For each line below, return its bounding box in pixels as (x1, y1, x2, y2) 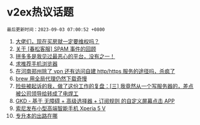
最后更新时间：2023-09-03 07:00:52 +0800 (7, 26, 105, 33)
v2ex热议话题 (7, 5, 74, 19)
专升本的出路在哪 (15, 112, 58, 119)
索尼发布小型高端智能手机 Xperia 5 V (15, 105, 106, 112)
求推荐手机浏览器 (15, 60, 58, 67)
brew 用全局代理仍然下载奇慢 (15, 75, 87, 82)
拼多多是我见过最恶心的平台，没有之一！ (15, 52, 115, 60)
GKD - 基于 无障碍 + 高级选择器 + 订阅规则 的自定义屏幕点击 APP (15, 97, 175, 104)
